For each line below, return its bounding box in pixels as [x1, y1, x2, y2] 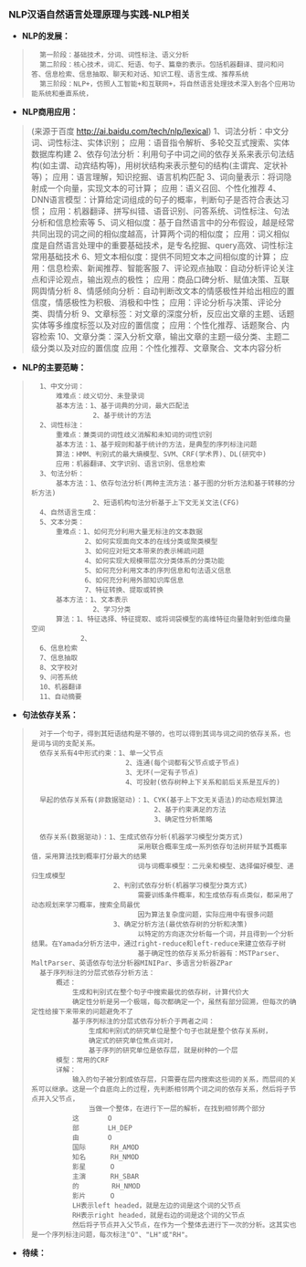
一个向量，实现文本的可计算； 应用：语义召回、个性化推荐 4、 [47, 183, 281, 194]
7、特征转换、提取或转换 [84, 586, 164, 595]
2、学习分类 [92, 605, 132, 614]
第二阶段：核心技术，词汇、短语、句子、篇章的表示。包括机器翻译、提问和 [39, 60, 278, 69]
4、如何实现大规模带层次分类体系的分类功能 [84, 557, 225, 566]
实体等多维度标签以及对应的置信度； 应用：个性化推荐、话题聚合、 [30, 319, 282, 330]
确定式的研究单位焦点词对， [89, 1036, 177, 1046]
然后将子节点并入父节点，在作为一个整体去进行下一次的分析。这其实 [71, 1220, 290, 1230]
